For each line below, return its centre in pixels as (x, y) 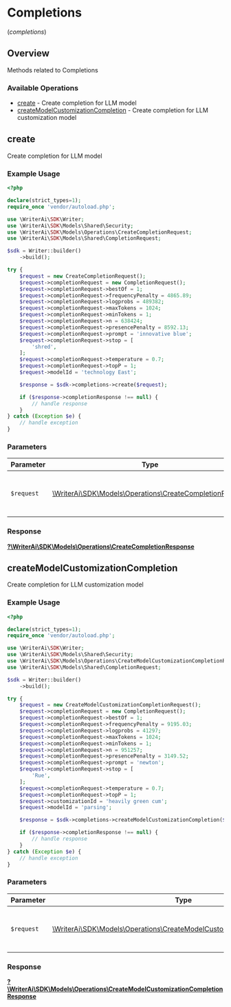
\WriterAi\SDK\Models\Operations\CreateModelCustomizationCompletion (115, 989)
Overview (29, 53)
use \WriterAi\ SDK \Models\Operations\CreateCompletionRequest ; (100, 232)
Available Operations (43, 88)
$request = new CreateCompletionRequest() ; (83, 276)
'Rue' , (41, 776)
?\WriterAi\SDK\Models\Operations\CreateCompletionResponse (101, 547)
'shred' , (44, 347)
